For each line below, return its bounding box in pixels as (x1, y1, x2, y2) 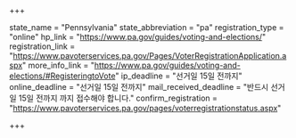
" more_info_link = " (21, 60, 95, 70)
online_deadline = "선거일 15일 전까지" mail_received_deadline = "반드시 (9, 82, 269, 92)
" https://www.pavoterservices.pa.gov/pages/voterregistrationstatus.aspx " (9, 103, 282, 113)
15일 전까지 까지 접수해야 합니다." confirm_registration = (18, 93, 218, 103)
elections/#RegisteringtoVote (9, 70, 116, 81)
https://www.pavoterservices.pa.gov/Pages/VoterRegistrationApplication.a (12, 51, 287, 61)
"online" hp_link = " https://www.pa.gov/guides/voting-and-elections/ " (9, 32, 267, 42)
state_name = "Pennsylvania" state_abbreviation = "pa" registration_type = (9, 22, 284, 32)
